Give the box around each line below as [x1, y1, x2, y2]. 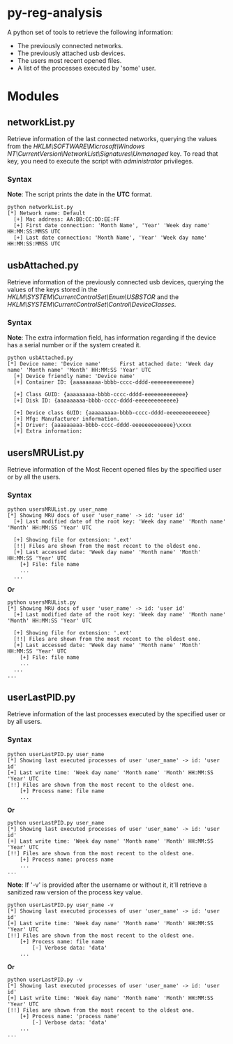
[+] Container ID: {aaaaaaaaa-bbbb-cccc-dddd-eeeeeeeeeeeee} [13, 379, 195, 386]
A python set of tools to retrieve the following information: [7, 28, 173, 36]
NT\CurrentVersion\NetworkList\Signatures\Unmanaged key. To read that [7, 149, 218, 158]
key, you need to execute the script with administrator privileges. [7, 157, 194, 165]
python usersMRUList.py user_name [7, 506, 108, 513]
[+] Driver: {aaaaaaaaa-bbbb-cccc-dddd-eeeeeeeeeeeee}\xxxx [13, 421, 192, 429]
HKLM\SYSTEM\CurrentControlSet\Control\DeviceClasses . [7, 300, 176, 309]
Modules [7, 89, 59, 104]
